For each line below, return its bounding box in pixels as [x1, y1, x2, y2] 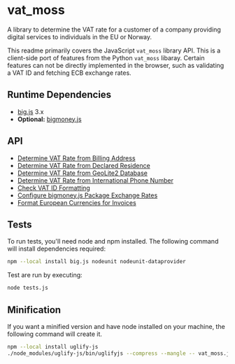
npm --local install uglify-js [7, 343, 99, 350]
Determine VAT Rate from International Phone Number [17, 176, 173, 184]
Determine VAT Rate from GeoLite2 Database [17, 169, 148, 177]
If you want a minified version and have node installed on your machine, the [7, 322, 225, 330]
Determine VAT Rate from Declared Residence [17, 161, 150, 169]
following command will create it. [7, 330, 103, 338]
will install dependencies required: [7, 244, 106, 253]
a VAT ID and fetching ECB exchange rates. [7, 69, 131, 77]
